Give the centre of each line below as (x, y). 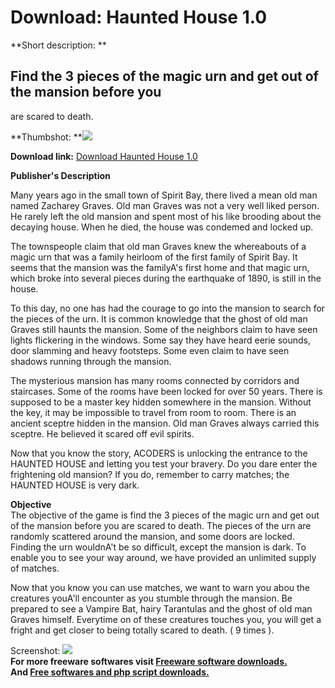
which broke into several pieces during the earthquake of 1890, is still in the (166, 278)
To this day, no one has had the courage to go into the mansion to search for (168, 308)
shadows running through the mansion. (91, 361)
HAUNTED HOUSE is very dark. (75, 485)
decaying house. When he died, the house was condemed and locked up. (162, 227)
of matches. (35, 568)
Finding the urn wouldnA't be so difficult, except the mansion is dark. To (158, 547)
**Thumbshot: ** (46, 137)
